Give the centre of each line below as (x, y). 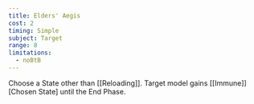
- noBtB (29, 61)
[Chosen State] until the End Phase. (67, 91)
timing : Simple (34, 30)
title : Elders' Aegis (45, 16)
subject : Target (35, 38)
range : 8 (23, 46)
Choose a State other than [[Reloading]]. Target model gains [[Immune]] (127, 83)
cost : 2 (21, 23)
